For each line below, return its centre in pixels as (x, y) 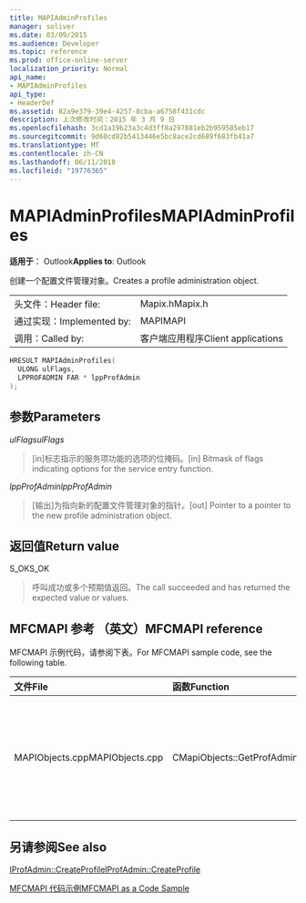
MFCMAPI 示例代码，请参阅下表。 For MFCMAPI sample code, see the (141, 652)
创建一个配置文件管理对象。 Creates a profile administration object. (134, 281)
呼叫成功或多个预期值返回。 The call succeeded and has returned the (161, 587)
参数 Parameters (55, 417)
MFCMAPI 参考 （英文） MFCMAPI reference (136, 629)
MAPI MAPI (163, 321)
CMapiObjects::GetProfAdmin (235, 758)
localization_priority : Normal (69, 69)
